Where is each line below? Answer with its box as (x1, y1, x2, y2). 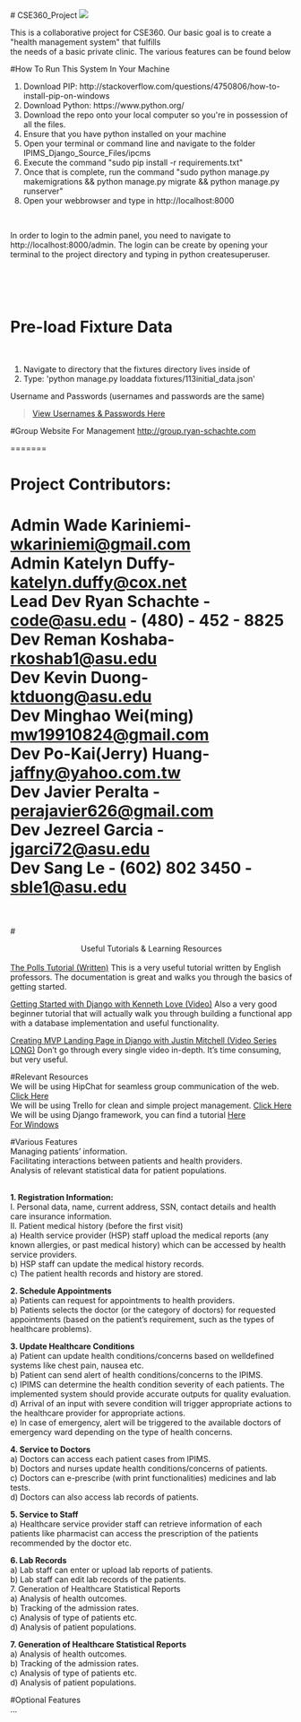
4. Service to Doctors (10, 1444, 91, 1455)
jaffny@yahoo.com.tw (10, 763, 182, 783)
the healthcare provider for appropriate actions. (10, 1407, 186, 1419)
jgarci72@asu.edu (10, 839, 150, 860)
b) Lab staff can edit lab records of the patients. (10, 1574, 186, 1585)
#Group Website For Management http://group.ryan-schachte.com (10, 425, 256, 436)
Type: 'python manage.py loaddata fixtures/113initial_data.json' (22, 373, 256, 384)
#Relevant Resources (10, 1071, 89, 1083)
